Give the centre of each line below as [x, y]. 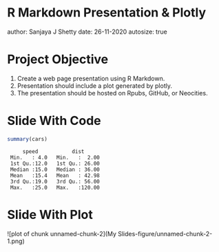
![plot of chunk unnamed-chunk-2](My [62, 233]
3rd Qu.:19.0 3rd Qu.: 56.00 [55, 181]
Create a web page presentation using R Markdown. [91, 78]
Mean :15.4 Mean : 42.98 [55, 175]
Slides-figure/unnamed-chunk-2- [165, 233]
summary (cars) [28, 139]
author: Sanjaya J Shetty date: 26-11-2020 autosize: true [87, 32]
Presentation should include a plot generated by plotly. [94, 85]
